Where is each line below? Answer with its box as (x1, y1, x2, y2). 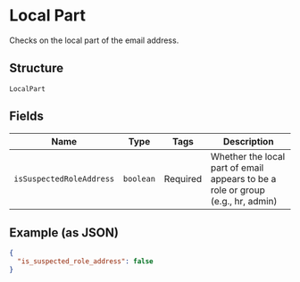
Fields (9, 109, 45, 124)
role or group (210, 184, 265, 196)
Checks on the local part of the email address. (9, 35, 179, 46)
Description (222, 135, 274, 147)
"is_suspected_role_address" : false (17, 257, 154, 266)
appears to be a (210, 172, 277, 185)
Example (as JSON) (9, 225, 119, 240)
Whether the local (210, 150, 286, 162)
